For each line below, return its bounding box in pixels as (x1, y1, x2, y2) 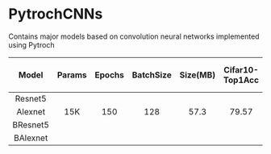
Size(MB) (179, 69, 216, 81)
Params (56, 69, 87, 81)
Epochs (94, 69, 125, 81)
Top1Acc (223, 74, 260, 85)
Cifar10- (223, 64, 260, 75)
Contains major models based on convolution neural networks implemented (8, 31, 260, 41)
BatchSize (131, 69, 172, 81)
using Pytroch (8, 40, 55, 49)
